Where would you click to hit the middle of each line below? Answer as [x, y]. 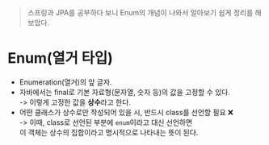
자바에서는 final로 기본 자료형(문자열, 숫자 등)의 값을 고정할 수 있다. [125, 92]
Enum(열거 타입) [61, 58]
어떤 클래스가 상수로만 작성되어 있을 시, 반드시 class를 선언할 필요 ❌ [126, 112]
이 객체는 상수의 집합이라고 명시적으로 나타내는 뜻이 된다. [109, 132]
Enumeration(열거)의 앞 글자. [65, 82]
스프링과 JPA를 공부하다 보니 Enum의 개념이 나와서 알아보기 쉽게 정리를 [140, 12]
